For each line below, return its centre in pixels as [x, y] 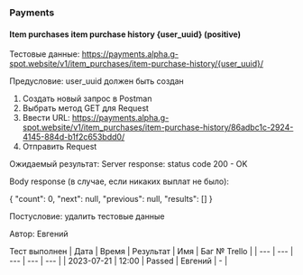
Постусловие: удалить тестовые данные [87, 216]
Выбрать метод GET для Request [85, 108]
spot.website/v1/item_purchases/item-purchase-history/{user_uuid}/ [137, 64]
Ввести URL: [46, 118]
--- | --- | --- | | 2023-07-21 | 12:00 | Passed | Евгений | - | [119, 261]
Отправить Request [60, 147]
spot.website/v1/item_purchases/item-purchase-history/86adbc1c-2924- [158, 127]
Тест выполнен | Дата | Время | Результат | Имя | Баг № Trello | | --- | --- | [151, 252]
